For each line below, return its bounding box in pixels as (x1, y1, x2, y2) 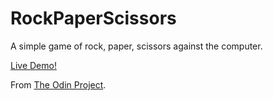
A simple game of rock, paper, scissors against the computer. (10, 40, 263, 52)
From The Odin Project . (10, 78, 107, 91)
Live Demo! (10, 59, 57, 71)
